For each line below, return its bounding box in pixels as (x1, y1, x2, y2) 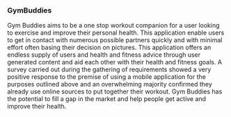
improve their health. (7, 102, 67, 111)
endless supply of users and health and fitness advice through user (7, 51, 201, 59)
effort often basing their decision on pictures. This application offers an (7, 44, 212, 52)
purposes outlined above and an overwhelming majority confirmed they (7, 80, 212, 89)
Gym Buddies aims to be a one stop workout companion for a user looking (7, 21, 221, 30)
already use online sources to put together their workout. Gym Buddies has (7, 87, 223, 96)
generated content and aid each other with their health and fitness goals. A (7, 58, 223, 66)
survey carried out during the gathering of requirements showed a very (7, 65, 212, 74)
